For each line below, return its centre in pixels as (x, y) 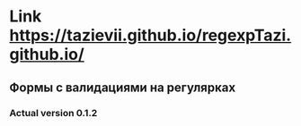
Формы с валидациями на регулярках (123, 87)
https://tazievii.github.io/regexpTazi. (150, 35)
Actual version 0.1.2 (53, 113)
